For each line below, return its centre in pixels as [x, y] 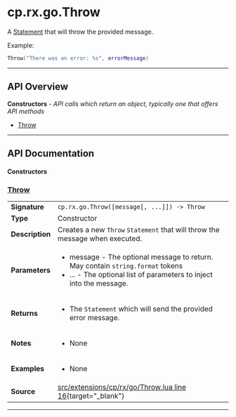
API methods [26, 111]
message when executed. [100, 238]
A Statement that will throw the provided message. [80, 32]
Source [23, 391]
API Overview [38, 87]
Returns [25, 313]
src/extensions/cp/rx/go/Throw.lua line [122, 387]
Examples [27, 368]
